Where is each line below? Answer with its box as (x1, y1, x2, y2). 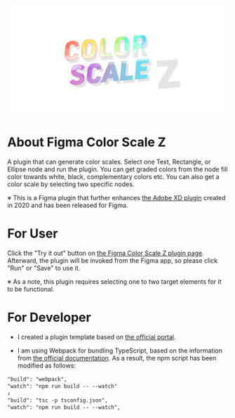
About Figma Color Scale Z (7, 134, 166, 150)
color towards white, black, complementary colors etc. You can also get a (7, 172, 220, 181)
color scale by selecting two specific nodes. (7, 180, 135, 188)
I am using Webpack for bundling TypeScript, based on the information (17, 346, 223, 355)
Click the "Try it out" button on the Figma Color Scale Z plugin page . (7, 249, 205, 257)
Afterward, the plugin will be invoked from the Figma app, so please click (7, 256, 218, 265)
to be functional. (7, 285, 55, 293)
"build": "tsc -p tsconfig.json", (7, 396, 109, 404)
